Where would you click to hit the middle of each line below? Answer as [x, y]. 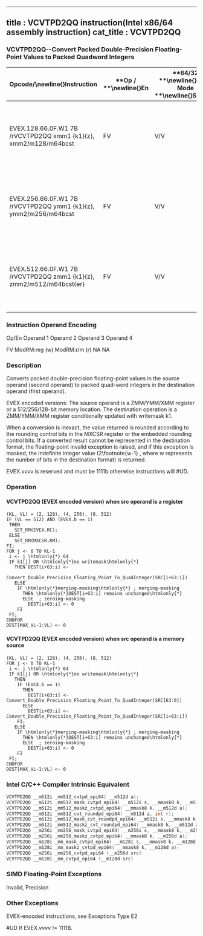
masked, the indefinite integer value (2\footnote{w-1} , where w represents [99, 453]
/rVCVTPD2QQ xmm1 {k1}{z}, [52, 135]
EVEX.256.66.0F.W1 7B [44, 198]
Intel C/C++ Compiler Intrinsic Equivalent [68, 784]
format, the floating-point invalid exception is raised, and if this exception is [100, 447]
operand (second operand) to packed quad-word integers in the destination [101, 385]
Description [24, 365]
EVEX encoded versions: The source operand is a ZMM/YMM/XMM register [101, 403]
